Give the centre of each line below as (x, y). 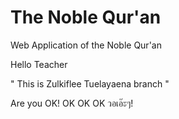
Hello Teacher (39, 64)
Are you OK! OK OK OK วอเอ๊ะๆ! (72, 103)
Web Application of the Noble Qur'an (86, 45)
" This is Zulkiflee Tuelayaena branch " (90, 83)
